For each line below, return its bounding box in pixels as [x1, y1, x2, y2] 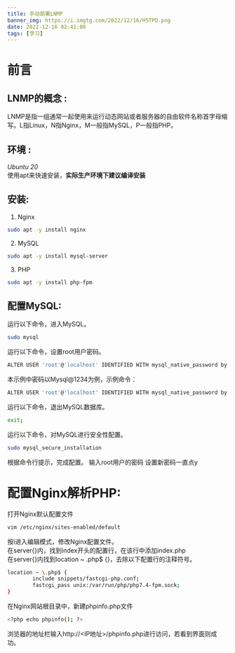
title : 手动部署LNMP [7, 10, 63, 18]
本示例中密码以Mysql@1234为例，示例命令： [7, 375, 137, 383]
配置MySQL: [7, 300, 62, 312]
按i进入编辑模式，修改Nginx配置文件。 [7, 537, 118, 546]
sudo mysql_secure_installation [7, 444, 102, 451]
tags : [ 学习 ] [7, 29, 43, 37]
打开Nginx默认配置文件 [7, 510, 74, 518]
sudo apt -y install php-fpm [7, 279, 93, 286]
